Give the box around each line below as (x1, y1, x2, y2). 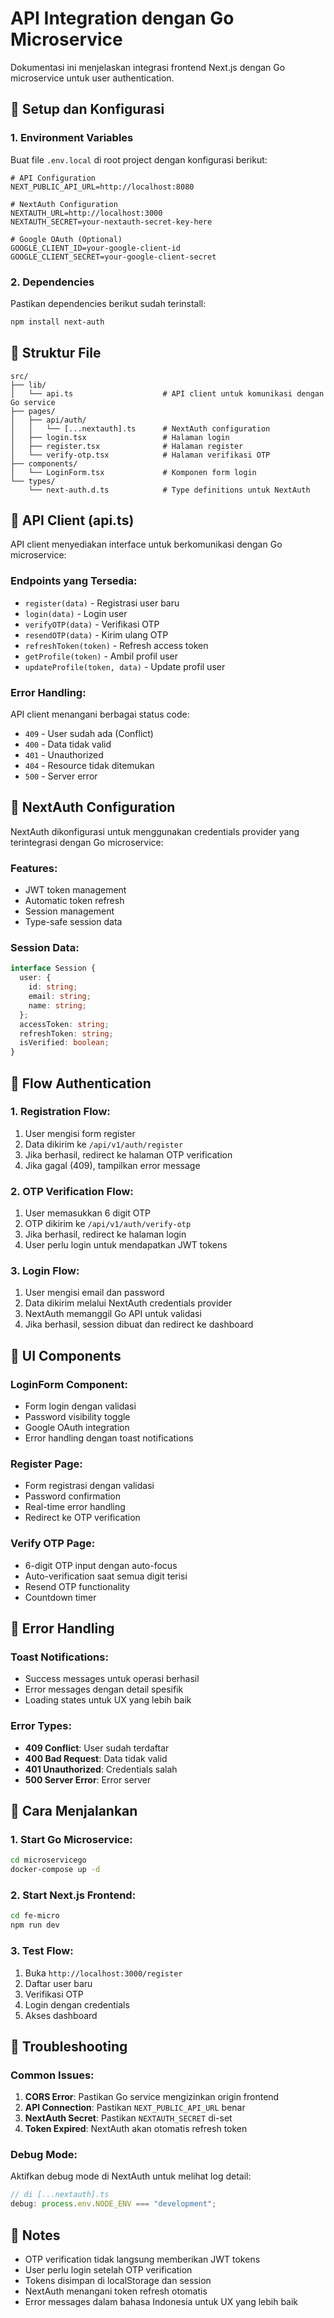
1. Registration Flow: (10, 1105, 111, 1119)
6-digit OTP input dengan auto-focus (24, 1559, 178, 1571)
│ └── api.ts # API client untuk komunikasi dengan (10, 388, 325, 399)
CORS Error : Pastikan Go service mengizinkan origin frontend (24, 2091, 280, 2103)
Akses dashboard (24, 2009, 98, 2021)
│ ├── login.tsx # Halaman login (10, 432, 230, 442)
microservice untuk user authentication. (10, 72, 175, 84)
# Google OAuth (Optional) (10, 234, 123, 244)
